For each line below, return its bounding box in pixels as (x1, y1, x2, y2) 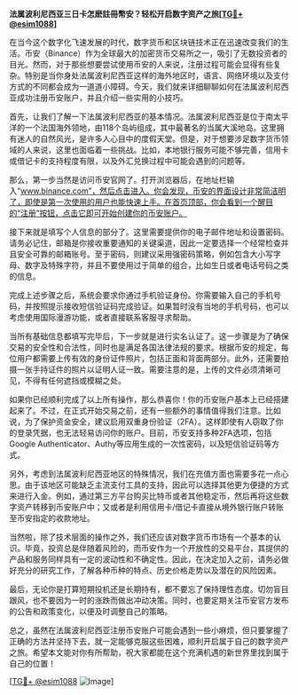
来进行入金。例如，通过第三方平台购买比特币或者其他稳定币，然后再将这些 (9, 491, 281, 501)
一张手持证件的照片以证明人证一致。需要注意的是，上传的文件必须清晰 (16, 364, 273, 375)
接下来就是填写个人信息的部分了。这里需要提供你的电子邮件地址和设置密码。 (9, 226, 289, 237)
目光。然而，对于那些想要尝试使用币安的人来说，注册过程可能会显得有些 (9, 59, 273, 69)
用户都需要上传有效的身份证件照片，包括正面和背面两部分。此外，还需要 (16, 353, 281, 363)
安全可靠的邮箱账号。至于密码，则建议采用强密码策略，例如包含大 (16, 249, 258, 259)
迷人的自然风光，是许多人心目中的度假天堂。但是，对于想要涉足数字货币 (16, 133, 281, 144)
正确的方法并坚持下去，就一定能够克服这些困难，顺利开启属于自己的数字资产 (9, 636, 289, 646)
